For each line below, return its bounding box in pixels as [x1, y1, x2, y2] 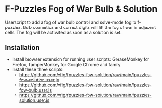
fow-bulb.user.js [19, 87, 52, 93]
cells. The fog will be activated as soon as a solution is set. [5, 29, 122, 35]
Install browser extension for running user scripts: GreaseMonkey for [12, 56, 149, 62]
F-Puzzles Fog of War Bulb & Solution [5, 3, 158, 14]
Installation [5, 43, 40, 52]
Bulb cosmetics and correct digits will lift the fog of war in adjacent [23, 24, 156, 30]
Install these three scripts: [12, 67, 64, 72]
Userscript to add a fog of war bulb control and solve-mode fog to [5, 19, 137, 25]
